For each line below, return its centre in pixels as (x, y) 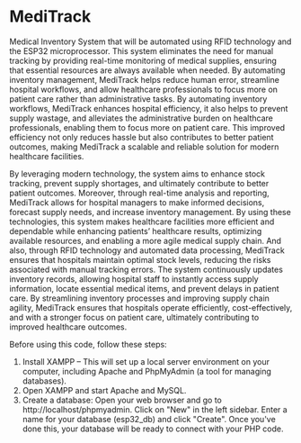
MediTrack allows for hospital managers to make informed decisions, (137, 202)
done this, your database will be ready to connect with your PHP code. (153, 429)
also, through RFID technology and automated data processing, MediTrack (147, 250)
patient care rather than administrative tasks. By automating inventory (138, 99)
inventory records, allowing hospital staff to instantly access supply (134, 279)
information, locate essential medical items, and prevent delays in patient (145, 288)
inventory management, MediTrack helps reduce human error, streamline (145, 79)
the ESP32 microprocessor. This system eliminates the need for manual (142, 50)
